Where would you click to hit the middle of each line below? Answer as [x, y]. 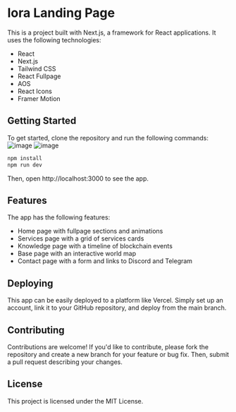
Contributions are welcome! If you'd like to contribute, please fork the [108, 346]
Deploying [30, 283]
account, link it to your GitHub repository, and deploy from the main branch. [117, 308]
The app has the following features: [59, 217]
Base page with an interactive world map [77, 254]
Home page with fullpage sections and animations [90, 231]
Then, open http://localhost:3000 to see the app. [78, 178]
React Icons [35, 91]
